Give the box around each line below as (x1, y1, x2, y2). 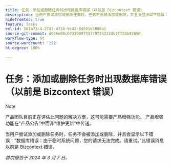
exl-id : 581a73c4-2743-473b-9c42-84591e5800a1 (5, 26, 106, 32)
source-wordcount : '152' (5, 41, 58, 46)
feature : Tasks (5, 21, 38, 27)
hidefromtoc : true (5, 17, 45, 22)
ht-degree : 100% (5, 45, 40, 50)
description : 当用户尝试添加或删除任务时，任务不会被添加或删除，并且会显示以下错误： (5, 12, 169, 17)
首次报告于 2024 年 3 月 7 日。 (5, 154, 70, 160)
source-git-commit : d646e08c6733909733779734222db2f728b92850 (5, 31, 141, 36)
